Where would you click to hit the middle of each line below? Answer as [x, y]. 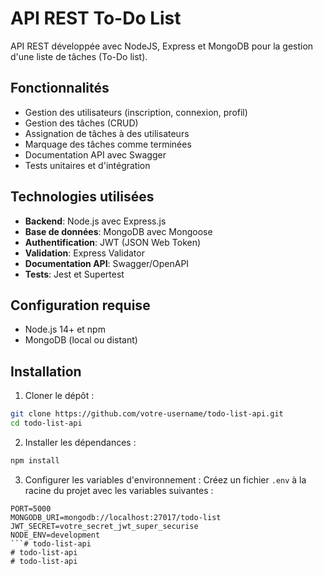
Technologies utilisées [82, 197]
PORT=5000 [31, 508]
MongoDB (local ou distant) [81, 340]
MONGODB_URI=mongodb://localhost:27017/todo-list [116, 517]
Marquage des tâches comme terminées [108, 144]
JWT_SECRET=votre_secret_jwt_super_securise [104, 526]
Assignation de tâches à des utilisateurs [107, 133]
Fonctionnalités [60, 88]
